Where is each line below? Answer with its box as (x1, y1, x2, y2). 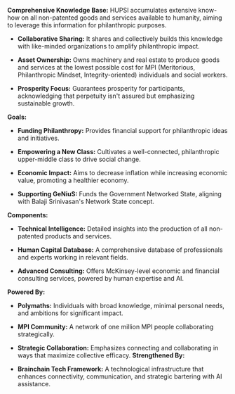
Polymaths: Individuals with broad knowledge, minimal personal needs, (17, 302, 224, 310)
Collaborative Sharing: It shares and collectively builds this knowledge (17, 34, 223, 43)
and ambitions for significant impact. (17, 309, 124, 317)
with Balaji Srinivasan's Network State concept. (17, 197, 154, 205)
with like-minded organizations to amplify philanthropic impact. (17, 42, 200, 50)
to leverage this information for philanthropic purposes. (7, 21, 167, 29)
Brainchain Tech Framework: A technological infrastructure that (17, 365, 204, 373)
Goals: (7, 113, 27, 121)
